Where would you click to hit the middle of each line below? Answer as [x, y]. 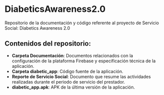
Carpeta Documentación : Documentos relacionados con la [72, 55]
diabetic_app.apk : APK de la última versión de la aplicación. [73, 87]
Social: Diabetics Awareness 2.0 [37, 28]
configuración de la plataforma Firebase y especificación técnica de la [84, 61]
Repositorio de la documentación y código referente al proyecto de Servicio [82, 23]
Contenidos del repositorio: [48, 44]
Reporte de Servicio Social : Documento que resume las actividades [81, 76]
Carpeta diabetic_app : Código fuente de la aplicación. [67, 71]
